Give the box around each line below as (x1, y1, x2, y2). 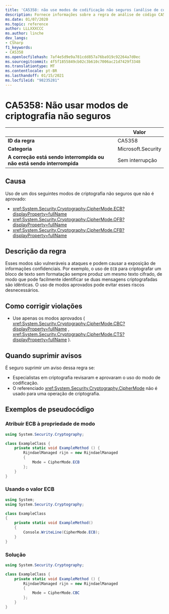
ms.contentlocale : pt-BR (5, 69, 57, 74)
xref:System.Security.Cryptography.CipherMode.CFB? (12, 227, 125, 233)
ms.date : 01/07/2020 (5, 17, 49, 22)
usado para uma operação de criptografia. (12, 390, 101, 396)
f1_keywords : (5, 45, 33, 50)
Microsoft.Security (117, 145, 161, 152)
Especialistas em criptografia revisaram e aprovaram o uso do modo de (12, 374, 161, 380)
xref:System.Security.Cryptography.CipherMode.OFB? (12, 216, 125, 222)
